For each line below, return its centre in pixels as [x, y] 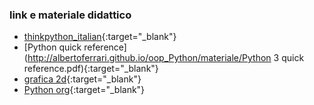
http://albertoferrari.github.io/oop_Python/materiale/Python [149, 58]
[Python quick [52, 47]
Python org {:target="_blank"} [84, 90]
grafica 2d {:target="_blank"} [82, 79]
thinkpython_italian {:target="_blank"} [100, 37]
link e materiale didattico [70, 15]
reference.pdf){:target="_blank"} [91, 69]
